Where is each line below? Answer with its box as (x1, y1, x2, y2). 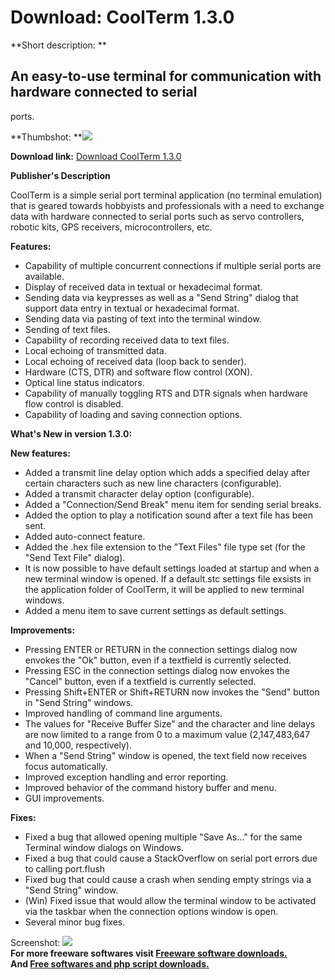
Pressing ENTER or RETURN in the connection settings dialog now (24, 643, 298, 655)
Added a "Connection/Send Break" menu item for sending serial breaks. (24, 498, 322, 510)
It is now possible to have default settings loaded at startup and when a (24, 562, 320, 574)
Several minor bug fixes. (24, 916, 126, 928)
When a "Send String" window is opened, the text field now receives (24, 749, 308, 761)
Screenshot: (10, 936, 61, 948)
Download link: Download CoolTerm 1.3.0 (10, 150, 182, 162)
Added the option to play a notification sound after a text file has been (24, 509, 313, 521)
